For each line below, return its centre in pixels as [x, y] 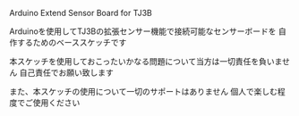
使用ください [56, 103]
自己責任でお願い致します [66, 72]
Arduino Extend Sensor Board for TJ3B [81, 13]
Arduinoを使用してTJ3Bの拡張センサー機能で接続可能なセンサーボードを [143, 31]
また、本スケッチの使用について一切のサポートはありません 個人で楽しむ [144, 91]
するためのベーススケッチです [72, 42]
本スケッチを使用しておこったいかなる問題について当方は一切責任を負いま [146, 61]
